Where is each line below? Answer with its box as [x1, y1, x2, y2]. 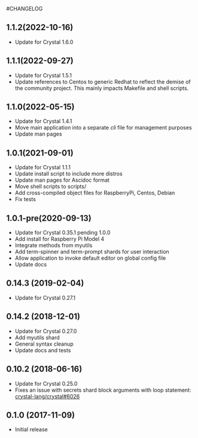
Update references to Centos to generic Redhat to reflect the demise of [14, 78, 191, 85]
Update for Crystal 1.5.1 [14, 71, 72, 79]
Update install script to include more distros [14, 170, 123, 178]
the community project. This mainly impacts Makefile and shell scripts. [14, 84, 189, 92]
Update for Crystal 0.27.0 [14, 327, 77, 335]
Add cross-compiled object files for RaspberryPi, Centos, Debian [14, 189, 175, 197]
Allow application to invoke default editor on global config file [14, 254, 166, 262]
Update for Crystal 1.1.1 [14, 164, 71, 171]
